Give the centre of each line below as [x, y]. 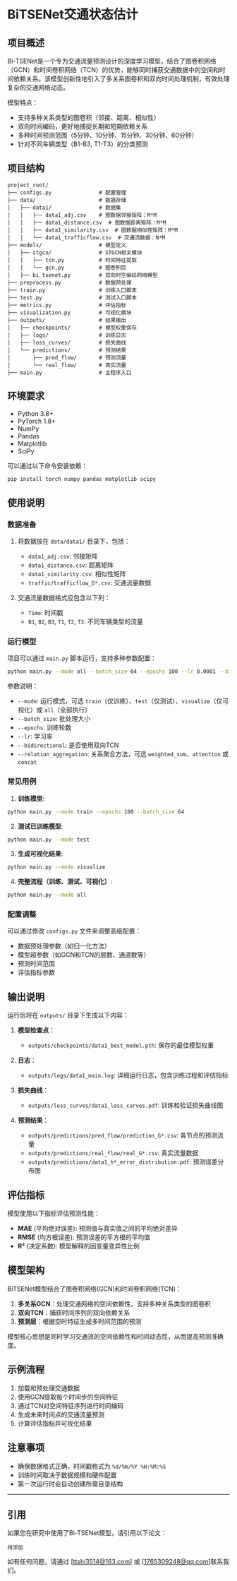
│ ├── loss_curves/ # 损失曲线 [67, 342]
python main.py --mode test [49, 840]
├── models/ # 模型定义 [67, 245]
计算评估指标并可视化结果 [55, 1423]
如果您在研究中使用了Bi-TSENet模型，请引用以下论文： [87, 1533]
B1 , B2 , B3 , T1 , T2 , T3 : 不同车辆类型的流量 [85, 621]
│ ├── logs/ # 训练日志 [67, 335]
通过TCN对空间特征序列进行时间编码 [71, 1405]
